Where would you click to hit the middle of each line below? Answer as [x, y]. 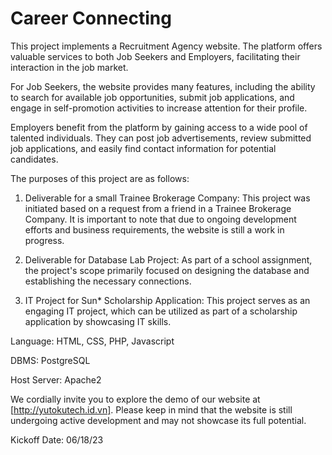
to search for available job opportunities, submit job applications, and [152, 97]
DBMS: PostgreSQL [50, 360]
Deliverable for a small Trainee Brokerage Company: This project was [167, 198]
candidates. [34, 159]
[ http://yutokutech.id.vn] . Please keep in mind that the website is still [151, 409]
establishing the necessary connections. [108, 281]
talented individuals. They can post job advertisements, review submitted [161, 138]
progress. [44, 240]
